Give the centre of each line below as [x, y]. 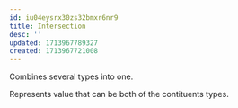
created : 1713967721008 [54, 51]
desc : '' [26, 34]
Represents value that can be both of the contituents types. [119, 94]
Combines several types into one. [71, 76]
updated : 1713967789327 [54, 43]
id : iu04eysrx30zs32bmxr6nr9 [64, 18]
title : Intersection [48, 26]
